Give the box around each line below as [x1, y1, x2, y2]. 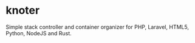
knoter [5, 4, 40, 17]
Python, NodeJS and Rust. [5, 29, 72, 36]
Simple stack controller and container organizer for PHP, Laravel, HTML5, [5, 23, 190, 30]
